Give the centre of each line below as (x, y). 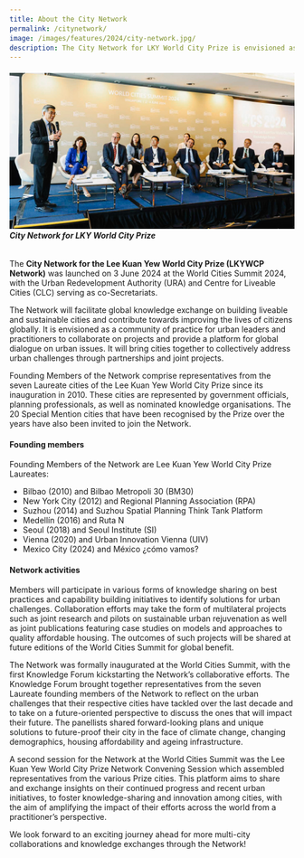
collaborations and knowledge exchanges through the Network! (128, 844)
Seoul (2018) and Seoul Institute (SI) (90, 530)
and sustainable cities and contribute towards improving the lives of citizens (151, 320)
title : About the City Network (68, 19)
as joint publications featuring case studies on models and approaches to (146, 628)
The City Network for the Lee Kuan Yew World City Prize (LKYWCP (137, 264)
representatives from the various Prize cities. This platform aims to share (145, 778)
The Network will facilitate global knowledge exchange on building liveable (148, 310)
